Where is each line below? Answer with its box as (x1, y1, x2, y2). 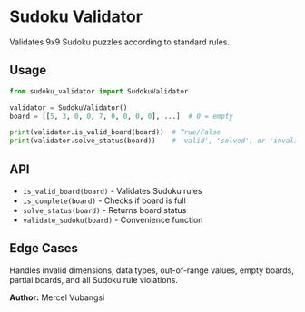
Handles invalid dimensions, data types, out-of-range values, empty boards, (9, 265, 295, 276)
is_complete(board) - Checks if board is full (22, 195, 186, 206)
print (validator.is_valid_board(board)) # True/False (9, 128, 221, 137)
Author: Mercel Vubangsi (9, 292, 105, 303)
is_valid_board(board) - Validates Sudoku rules (22, 185, 202, 196)
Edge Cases (9, 240, 79, 256)
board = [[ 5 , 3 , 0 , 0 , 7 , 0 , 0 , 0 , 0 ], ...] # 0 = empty (9, 112, 233, 121)
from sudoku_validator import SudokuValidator (9, 86, 189, 96)
